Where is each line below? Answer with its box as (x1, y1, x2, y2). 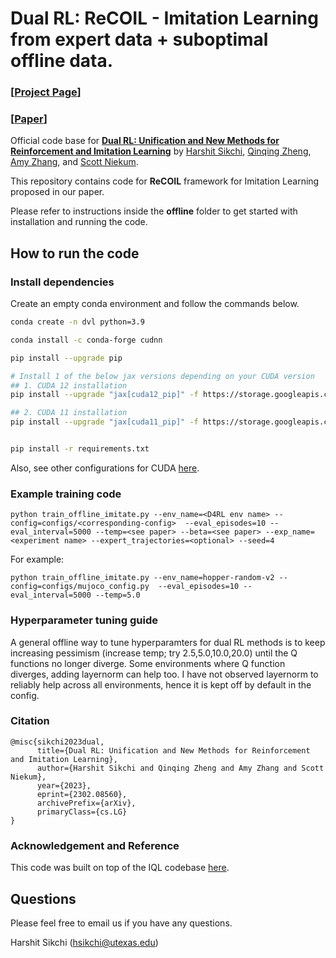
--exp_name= (265, 527, 315, 537)
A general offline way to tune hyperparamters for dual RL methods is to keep (10, 636, 326, 648)
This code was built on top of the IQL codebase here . (10, 862, 230, 874)
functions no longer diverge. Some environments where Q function (10, 657, 286, 669)
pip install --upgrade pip (10, 353, 123, 363)
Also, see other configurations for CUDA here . (10, 462, 200, 474)
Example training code (10, 487, 122, 501)
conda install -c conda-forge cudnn (10, 335, 163, 345)
